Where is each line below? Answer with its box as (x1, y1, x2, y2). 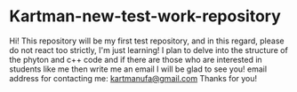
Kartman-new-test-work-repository (9, 6, 282, 27)
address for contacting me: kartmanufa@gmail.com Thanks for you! (9, 73, 258, 83)
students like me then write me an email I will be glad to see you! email (9, 64, 268, 74)
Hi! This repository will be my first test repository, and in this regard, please (9, 35, 285, 46)
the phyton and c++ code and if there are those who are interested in (9, 54, 262, 65)
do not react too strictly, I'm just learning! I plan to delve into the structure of (9, 44, 289, 55)
